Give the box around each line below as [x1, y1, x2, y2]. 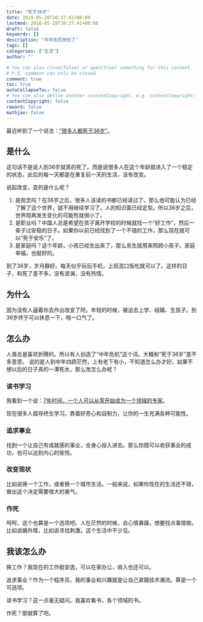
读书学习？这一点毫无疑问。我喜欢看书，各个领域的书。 [6, 596, 144, 604]
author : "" [6, 54, 34, 60]
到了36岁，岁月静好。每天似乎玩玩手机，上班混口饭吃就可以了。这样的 [6, 262, 182, 269]
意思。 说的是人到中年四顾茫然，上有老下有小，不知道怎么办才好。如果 [11, 357, 188, 365]
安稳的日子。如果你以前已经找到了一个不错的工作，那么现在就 [31, 227, 185, 234]
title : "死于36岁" [6, 8, 50, 15]
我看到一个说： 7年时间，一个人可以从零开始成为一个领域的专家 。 [6, 397, 168, 405]
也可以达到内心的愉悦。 [16, 449, 76, 456]
